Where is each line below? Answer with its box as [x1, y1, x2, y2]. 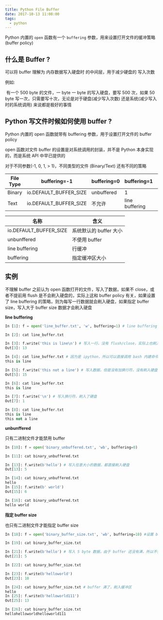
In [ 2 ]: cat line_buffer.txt [5, 332, 64, 337]
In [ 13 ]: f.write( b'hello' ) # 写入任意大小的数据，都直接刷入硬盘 [5, 462, 130, 467]
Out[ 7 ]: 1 [5, 399, 25, 404]
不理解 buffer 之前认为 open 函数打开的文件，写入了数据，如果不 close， [5, 286, 150, 292]
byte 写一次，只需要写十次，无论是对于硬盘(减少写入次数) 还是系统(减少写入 [5, 96, 157, 102]
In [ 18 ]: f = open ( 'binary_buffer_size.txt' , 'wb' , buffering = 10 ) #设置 [5, 532, 154, 537]
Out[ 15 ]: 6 [5, 489, 27, 494]
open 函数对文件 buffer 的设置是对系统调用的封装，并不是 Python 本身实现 [5, 147, 154, 152]
